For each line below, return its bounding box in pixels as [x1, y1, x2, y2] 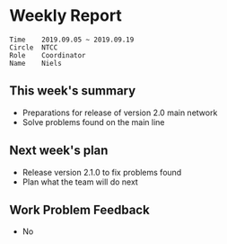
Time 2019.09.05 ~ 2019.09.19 [9, 35, 135, 44]
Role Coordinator [9, 50, 87, 59]
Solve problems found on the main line [22, 116, 165, 127]
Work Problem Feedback [9, 202, 150, 217]
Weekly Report [9, 5, 123, 26]
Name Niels [9, 59, 63, 68]
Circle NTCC [9, 42, 58, 52]
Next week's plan [9, 143, 109, 158]
